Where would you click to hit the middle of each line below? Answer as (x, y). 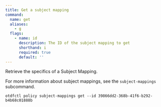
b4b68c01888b (19, 100)
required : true (35, 52)
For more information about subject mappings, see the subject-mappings (81, 81)
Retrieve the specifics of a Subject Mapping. (51, 72)
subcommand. (20, 87)
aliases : (19, 24)
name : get (20, 19)
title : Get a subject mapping (37, 10)
